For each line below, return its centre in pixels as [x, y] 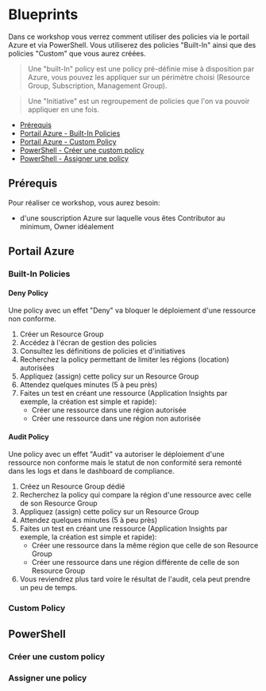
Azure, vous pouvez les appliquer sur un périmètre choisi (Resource [139, 77]
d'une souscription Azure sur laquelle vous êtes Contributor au [122, 218]
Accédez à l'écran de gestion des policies [88, 343]
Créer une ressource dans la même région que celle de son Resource [145, 546]
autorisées [37, 368]
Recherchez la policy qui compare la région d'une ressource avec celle [135, 495]
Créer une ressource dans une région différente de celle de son [135, 562]
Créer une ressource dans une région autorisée [109, 410]
